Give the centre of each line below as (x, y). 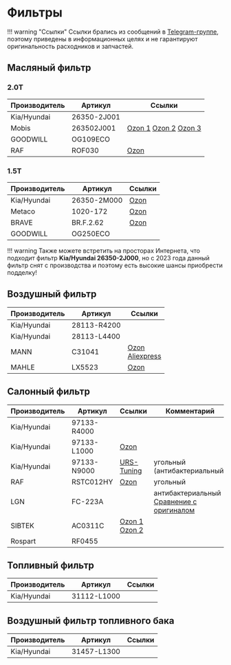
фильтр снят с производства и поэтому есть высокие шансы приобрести (115, 265)
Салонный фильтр (49, 392)
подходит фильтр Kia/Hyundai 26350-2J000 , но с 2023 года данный (108, 258)
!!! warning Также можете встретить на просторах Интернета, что (104, 250)
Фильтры (35, 13)
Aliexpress (144, 356)
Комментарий (190, 411)
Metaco (23, 211)
